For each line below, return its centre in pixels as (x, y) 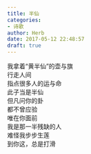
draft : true (24, 46)
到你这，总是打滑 (31, 144)
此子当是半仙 (25, 92)
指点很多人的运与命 (34, 83)
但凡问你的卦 (25, 100)
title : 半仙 (23, 13)
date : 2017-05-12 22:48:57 (46, 39)
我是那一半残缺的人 (34, 126)
